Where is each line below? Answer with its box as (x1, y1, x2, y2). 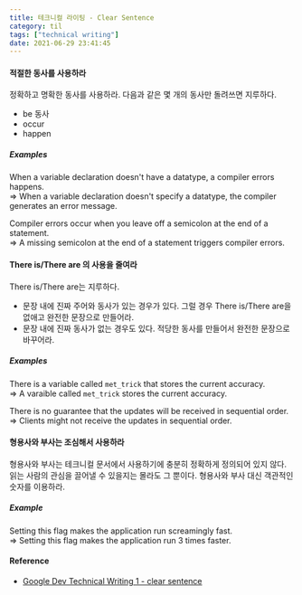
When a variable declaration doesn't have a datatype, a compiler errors (9, 172, 275, 183)
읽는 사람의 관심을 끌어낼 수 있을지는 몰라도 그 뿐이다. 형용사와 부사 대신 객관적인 (9, 469, 294, 480)
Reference (9, 555, 50, 566)
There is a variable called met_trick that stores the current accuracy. (9, 378, 266, 389)
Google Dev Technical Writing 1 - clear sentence (22, 575, 203, 586)
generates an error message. (9, 201, 118, 212)
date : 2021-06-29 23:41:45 (9, 38, 111, 48)
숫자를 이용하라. (9, 481, 66, 492)
